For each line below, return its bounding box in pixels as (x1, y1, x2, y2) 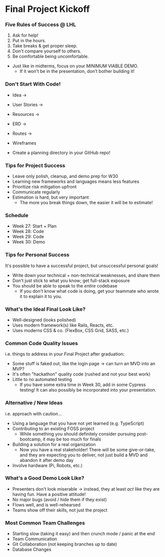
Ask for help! (12, 32, 39, 38)
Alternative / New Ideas (5, 399, 63, 406)
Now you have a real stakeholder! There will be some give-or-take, (19, 446, 156, 452)
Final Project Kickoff (5, 3, 90, 15)
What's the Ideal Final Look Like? (5, 306, 85, 313)
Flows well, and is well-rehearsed (12, 501, 81, 507)
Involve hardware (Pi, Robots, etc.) (12, 462, 83, 468)
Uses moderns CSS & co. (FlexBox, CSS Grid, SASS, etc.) (12, 327, 129, 333)
